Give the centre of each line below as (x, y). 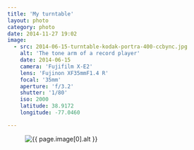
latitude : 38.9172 (47, 106)
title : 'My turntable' (41, 14)
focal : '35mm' (41, 80)
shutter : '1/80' (44, 93)
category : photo (31, 27)
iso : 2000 (35, 100)
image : (17, 40)
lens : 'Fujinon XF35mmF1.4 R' (65, 73)
